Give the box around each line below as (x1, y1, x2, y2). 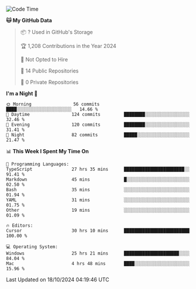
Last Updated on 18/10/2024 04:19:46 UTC (6, 276, 109, 283)
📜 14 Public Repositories (20, 67, 79, 74)
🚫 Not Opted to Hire (20, 56, 68, 63)
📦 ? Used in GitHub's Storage (20, 29, 94, 35)
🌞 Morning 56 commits (6, 101, 100, 107)
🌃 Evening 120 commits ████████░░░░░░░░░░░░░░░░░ (6, 122, 190, 128)
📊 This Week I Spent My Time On (6, 148, 89, 154)
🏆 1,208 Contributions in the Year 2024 (20, 43, 117, 49)
